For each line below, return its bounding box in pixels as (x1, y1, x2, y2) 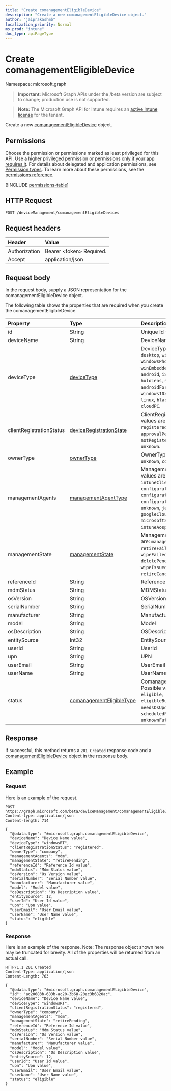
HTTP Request (5, 196, 52, 205)
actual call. (5, 954, 28, 961)
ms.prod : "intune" (5, 27, 44, 32)
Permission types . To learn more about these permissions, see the (5, 166, 144, 172)
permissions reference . (5, 172, 54, 178)
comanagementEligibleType (69, 697, 136, 704)
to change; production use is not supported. (17, 96, 110, 102)
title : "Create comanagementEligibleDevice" (5, 7, 101, 13)
